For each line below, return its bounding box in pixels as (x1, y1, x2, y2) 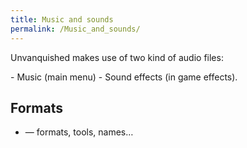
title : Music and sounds (10, 14, 114, 25)
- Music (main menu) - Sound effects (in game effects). (10, 71, 238, 83)
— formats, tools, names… (24, 126, 134, 138)
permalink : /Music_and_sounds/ (10, 24, 141, 34)
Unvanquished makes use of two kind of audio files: (10, 51, 224, 63)
